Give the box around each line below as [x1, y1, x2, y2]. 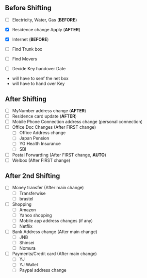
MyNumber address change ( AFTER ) [12, 108, 86, 114]
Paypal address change [19, 267, 67, 273]
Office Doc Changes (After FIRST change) [12, 124, 96, 130]
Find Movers [12, 56, 37, 62]
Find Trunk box [12, 46, 43, 52]
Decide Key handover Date [12, 66, 66, 72]
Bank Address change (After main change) [12, 229, 98, 235]
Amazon [19, 207, 36, 213]
